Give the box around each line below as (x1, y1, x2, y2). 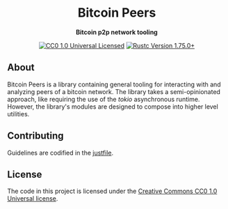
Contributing (7, 130, 64, 142)
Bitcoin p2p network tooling (76, 28, 158, 36)
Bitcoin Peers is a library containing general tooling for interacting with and (7, 80, 221, 88)
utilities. (7, 109, 30, 118)
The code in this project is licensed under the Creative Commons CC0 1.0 (7, 187, 218, 196)
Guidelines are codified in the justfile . (7, 148, 114, 157)
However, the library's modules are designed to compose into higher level (7, 102, 219, 111)
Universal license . (7, 194, 58, 203)
